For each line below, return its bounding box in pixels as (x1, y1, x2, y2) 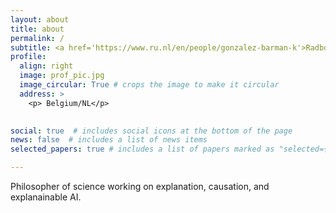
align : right (19, 61, 74, 71)
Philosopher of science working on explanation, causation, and (10, 181, 270, 192)
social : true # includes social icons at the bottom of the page (10, 126, 293, 136)
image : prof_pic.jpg (19, 71, 105, 81)
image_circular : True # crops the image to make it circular (19, 80, 280, 90)
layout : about (10, 14, 70, 25)
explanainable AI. (10, 191, 82, 203)
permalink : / (10, 33, 65, 43)
